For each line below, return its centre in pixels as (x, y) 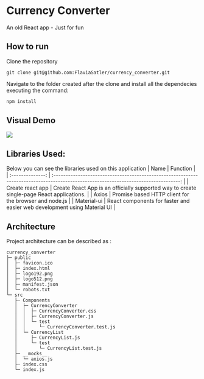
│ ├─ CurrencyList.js (47, 338)
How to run (28, 47)
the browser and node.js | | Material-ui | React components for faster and (98, 201)
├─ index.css (31, 364)
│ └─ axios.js (33, 359)
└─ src (15, 295)
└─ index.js (30, 370)
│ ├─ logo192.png (30, 274)
